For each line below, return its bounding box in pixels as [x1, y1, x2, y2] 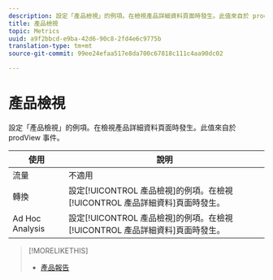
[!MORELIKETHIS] [28, 245, 89, 256]
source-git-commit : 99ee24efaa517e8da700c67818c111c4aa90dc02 [8, 50, 223, 58]
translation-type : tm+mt [8, 42, 93, 50]
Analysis [12, 222, 45, 234]
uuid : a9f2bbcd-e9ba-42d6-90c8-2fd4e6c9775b [8, 34, 162, 43]
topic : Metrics [8, 27, 60, 35]
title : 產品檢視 [8, 19, 58, 28]
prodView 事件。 [8, 132, 64, 142]
